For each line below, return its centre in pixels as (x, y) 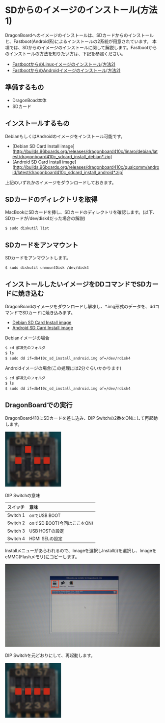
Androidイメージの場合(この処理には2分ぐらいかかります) (63, 368)
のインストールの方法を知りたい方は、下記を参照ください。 (65, 54)
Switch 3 (16, 531)
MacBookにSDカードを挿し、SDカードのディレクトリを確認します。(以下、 (81, 212)
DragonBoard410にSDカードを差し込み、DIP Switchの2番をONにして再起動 (82, 418)
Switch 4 (16, 539)
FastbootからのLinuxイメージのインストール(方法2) (64, 64)
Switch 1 (16, 515)
